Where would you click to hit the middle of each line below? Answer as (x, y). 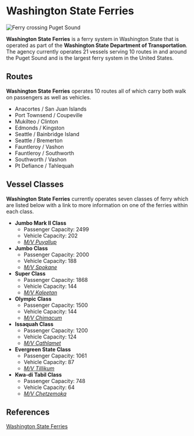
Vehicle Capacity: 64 (49, 387)
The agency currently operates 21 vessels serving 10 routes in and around (96, 51)
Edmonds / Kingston (39, 128)
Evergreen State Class (43, 349)
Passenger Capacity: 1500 (55, 305)
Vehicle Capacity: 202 (51, 236)
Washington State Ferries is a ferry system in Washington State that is (93, 39)
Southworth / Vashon (41, 159)
